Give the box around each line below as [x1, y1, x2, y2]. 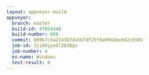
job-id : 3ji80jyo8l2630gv [12, 43, 78, 49]
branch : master [12, 20, 51, 26]
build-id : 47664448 [12, 25, 62, 32]
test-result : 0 [12, 59, 51, 65]
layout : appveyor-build [6, 8, 67, 15]
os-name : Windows [12, 54, 56, 60]
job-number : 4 [12, 48, 48, 54]
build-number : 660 [12, 31, 59, 37]
